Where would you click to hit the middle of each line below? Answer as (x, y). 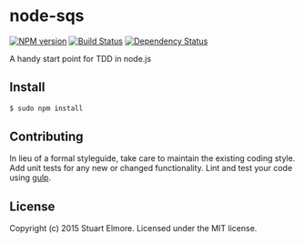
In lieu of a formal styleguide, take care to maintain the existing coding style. (152, 158)
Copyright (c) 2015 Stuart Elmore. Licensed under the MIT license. (133, 228)
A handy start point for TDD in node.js (81, 58)
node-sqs (47, 16)
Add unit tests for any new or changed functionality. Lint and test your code (151, 168)
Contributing (46, 137)
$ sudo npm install (46, 108)
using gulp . (30, 177)
